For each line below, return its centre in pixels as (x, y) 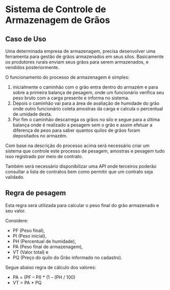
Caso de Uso (26, 39)
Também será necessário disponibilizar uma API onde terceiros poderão (81, 166)
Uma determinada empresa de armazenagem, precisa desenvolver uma (80, 51)
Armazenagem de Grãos (58, 20)
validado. (15, 177)
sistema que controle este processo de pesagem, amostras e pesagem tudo (85, 151)
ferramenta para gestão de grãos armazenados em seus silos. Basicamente (84, 56)
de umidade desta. (32, 114)
